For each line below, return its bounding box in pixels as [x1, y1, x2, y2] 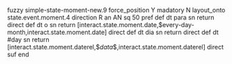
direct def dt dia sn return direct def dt [108, 28, 219, 36]
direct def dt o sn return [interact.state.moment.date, [7, 21, 159, 29]
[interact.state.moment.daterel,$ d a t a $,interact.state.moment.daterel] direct [7, 43, 224, 51]
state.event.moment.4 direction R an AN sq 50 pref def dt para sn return [7, 13, 215, 22]
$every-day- [158, 21, 195, 29]
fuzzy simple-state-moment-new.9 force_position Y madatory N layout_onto [7, 6, 226, 14]
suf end [7, 50, 29, 58]
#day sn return [7, 35, 50, 44]
